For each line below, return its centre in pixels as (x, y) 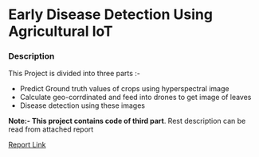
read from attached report (51, 129)
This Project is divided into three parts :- (75, 74)
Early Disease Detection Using (111, 15)
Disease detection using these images (82, 105)
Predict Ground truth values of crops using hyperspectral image (124, 89)
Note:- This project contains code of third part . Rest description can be (127, 121)
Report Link (27, 145)
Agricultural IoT (61, 31)
